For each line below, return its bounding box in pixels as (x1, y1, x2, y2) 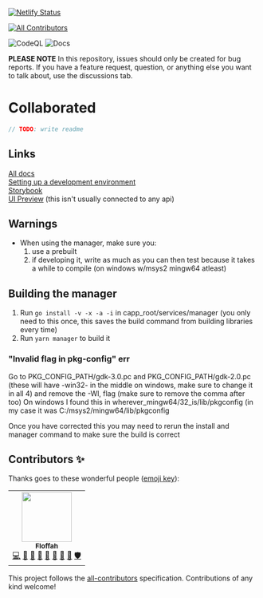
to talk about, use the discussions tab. (8, 71, 133, 80)
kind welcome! (8, 582, 57, 592)
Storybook (8, 185, 43, 195)
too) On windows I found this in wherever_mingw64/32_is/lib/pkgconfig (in (8, 397, 253, 406)
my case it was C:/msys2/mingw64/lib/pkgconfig (8, 406, 170, 415)
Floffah (35, 541, 58, 551)
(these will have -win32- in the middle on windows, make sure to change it (8, 380, 253, 390)
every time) (19, 325, 58, 335)
